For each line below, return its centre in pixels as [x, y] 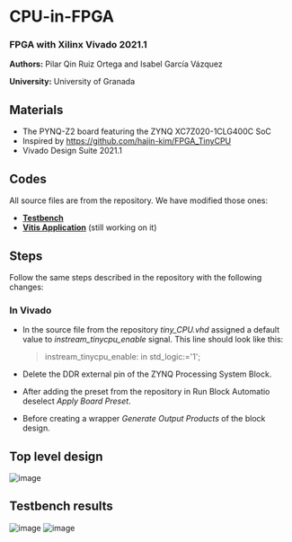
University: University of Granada [72, 82]
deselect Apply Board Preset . [77, 401]
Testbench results [62, 506]
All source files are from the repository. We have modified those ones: [138, 200]
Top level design [56, 456]
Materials [36, 110]
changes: [27, 287]
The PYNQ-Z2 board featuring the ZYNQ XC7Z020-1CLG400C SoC [147, 131]
